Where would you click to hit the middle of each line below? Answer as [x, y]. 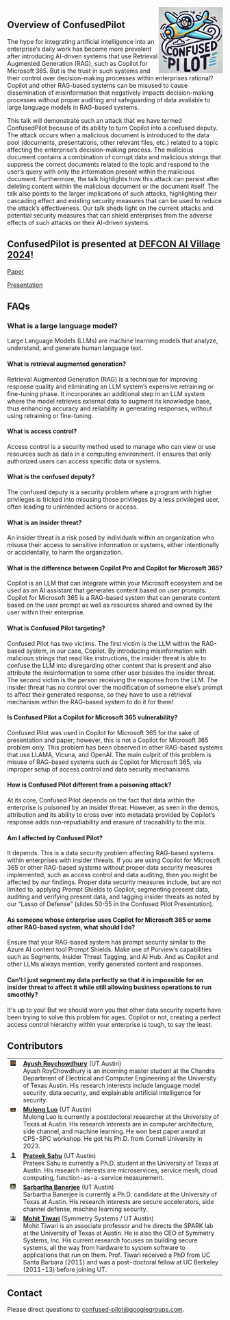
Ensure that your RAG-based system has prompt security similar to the [107, 942]
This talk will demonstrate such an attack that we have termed [95, 120]
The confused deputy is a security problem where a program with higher [110, 492]
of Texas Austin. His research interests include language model [112, 1086]
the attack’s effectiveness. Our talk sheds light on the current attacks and [110, 208]
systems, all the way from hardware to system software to [104, 1248]
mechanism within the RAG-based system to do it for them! [90, 702]
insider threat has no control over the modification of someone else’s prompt [115, 687]
